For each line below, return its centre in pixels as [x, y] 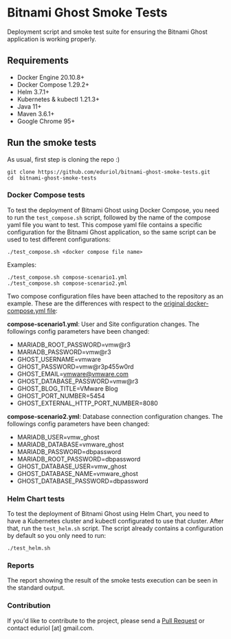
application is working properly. [52, 39]
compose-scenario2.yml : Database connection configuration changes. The [115, 416]
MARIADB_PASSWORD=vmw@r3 [64, 351]
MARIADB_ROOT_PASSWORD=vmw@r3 [74, 345]
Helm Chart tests [36, 499]
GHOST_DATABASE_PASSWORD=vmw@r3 [78, 381]
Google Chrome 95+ [46, 121]
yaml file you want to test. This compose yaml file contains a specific [105, 224]
